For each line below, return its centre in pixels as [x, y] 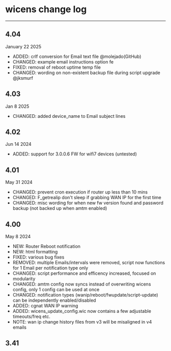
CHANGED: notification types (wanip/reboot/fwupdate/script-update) [85, 295]
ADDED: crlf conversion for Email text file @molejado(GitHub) [77, 56]
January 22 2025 [23, 46]
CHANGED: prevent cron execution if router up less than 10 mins [80, 192]
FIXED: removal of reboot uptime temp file [56, 67]
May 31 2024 [19, 182]
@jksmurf [23, 78]
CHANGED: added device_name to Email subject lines [69, 116]
